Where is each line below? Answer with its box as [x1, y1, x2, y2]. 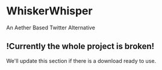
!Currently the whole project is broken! [6, 41, 155, 51]
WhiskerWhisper [6, 4, 93, 18]
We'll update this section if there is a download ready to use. [6, 57, 157, 64]
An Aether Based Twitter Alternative [6, 24, 95, 31]
